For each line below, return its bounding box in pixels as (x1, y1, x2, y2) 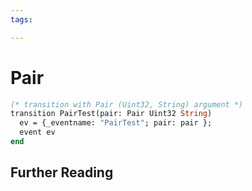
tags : (10, 14, 33, 25)
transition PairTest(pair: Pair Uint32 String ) (10, 109, 213, 119)
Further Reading (10, 164, 114, 181)
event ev (19, 127, 56, 138)
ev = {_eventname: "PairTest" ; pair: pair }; (19, 118, 213, 128)
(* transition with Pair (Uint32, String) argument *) (10, 99, 244, 110)
